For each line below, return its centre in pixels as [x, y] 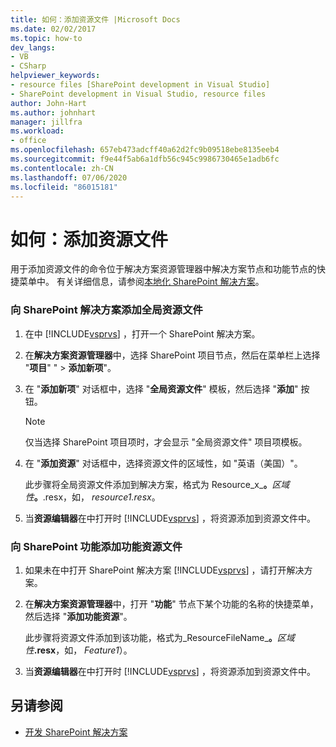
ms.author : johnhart [53, 112]
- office [28, 141]
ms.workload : [37, 131]
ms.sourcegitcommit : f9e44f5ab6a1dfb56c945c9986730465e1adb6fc [145, 159]
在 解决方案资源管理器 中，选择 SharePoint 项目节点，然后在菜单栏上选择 [172, 355]
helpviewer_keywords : [55, 76]
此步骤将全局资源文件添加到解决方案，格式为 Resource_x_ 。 [148, 484]
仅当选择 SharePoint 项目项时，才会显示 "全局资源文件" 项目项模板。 [166, 442]
